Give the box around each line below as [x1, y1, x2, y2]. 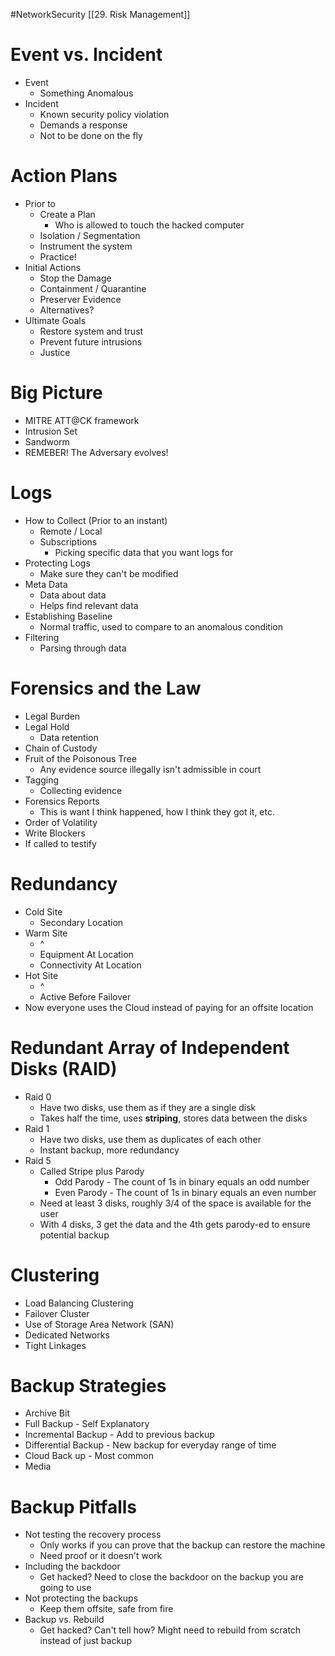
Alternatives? [39, 304, 95, 316]
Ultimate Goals [24, 314, 87, 326]
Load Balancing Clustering [24, 1297, 134, 1309]
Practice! [39, 250, 77, 263]
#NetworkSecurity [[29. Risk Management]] [10, 9, 191, 20]
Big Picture [10, 382, 103, 404]
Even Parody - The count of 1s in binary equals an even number [54, 1186, 317, 1198]
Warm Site [24, 927, 68, 939]
